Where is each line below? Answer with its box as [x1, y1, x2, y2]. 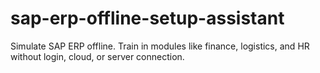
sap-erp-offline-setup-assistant [10, 7, 285, 30]
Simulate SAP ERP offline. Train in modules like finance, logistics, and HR [10, 40, 310, 52]
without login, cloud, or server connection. [10, 50, 185, 62]
